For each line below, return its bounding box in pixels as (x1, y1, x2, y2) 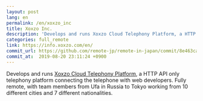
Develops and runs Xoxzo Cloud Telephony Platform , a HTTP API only (6, 70, 180, 77)
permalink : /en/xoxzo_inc (6, 20, 71, 26)
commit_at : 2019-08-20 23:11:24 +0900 (6, 54, 107, 60)
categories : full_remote (6, 37, 69, 43)
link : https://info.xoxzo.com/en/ (6, 43, 94, 49)
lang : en (6, 14, 28, 20)
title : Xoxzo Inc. (6, 25, 53, 32)
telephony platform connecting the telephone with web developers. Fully (6, 76, 187, 84)
